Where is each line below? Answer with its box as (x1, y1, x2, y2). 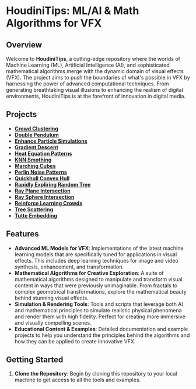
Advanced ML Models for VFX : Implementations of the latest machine (14, 245, 184, 252)
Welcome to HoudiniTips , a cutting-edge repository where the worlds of (6, 56, 181, 62)
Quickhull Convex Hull (14, 174, 70, 182)
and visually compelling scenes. (14, 319, 92, 326)
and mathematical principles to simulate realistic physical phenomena (14, 307, 182, 314)
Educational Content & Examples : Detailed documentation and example (14, 325, 188, 332)
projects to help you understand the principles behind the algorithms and (14, 332, 190, 339)
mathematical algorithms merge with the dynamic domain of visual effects (6, 68, 184, 74)
